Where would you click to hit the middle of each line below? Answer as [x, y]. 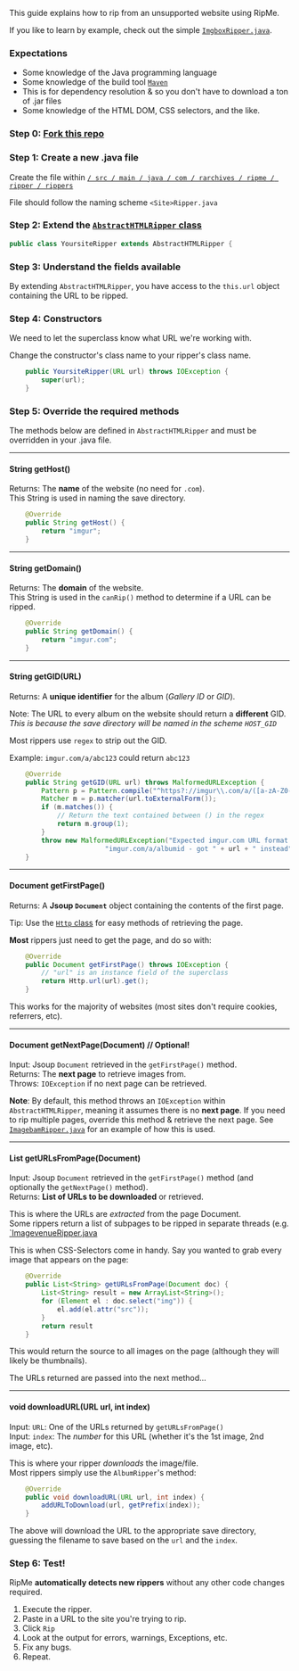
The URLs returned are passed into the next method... [108, 1378]
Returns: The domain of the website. [77, 588]
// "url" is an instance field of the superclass [135, 973]
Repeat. [36, 1657]
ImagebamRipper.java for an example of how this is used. [113, 1129]
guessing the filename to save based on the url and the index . [124, 1540]
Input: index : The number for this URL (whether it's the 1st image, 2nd [137, 1436]
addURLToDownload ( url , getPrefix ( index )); [121, 1506]
